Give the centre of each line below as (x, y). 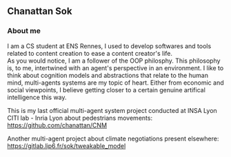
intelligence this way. (37, 97)
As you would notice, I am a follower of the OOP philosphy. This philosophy (114, 61)
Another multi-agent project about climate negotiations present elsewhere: (113, 138)
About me (24, 31)
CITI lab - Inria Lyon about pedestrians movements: (80, 118)
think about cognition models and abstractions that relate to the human (108, 75)
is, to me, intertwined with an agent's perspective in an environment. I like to (115, 67)
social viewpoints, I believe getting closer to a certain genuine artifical (106, 90)
